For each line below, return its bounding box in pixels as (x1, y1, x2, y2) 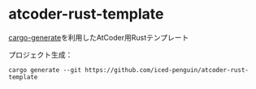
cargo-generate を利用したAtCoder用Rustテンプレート (8, 32, 189, 42)
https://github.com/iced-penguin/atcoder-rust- (85, 66, 249, 74)
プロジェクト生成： (8, 49, 73, 59)
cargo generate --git (8, 66, 82, 74)
